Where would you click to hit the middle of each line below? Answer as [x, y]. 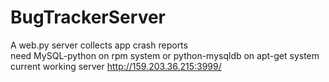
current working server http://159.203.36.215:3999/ [116, 66]
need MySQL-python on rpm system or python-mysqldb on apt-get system [165, 55]
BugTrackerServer [88, 17]
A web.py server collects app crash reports [99, 45]
